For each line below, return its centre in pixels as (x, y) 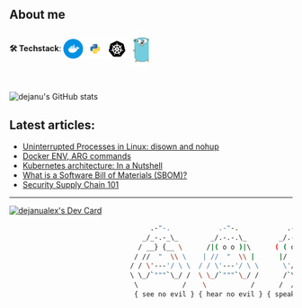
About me (37, 15)
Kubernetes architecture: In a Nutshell (93, 165)
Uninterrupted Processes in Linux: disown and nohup (120, 146)
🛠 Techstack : (36, 48)
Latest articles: (53, 125)
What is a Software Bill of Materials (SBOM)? (105, 175)
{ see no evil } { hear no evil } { (202, 295)
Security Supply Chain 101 (71, 184)
